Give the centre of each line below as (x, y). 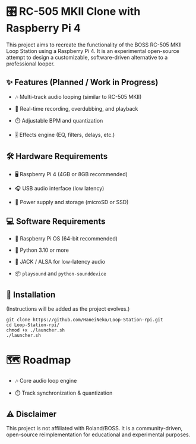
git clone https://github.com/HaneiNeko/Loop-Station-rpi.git (85, 320)
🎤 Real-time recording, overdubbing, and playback (76, 108)
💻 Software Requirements (56, 221)
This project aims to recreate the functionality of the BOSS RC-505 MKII (94, 45)
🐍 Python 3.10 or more (42, 250)
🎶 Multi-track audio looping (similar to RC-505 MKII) (78, 96)
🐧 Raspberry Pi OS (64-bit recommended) (66, 239)
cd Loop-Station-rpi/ (33, 325)
